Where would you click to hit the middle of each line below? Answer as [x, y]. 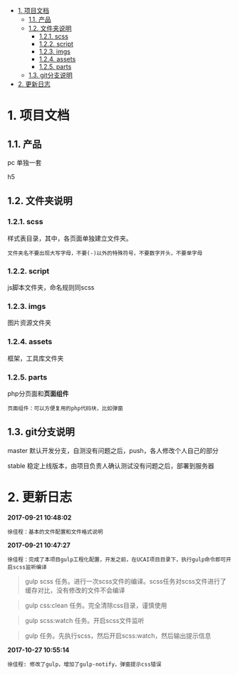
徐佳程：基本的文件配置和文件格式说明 [55, 532]
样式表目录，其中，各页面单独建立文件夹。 [70, 238]
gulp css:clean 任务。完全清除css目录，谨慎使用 [96, 605]
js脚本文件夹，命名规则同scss [51, 287]
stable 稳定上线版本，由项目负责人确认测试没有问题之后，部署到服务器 [111, 465]
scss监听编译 [30, 567]
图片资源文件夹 [29, 323]
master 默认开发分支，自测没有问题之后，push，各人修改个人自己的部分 [113, 450]
